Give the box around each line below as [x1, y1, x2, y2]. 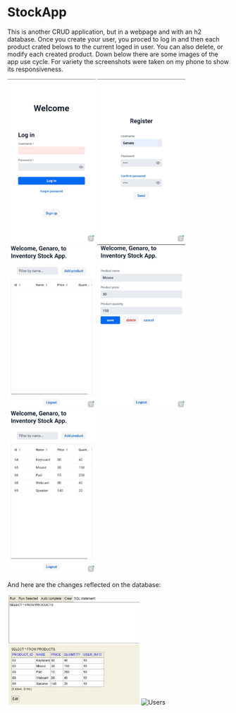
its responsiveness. [7, 65, 63, 73]
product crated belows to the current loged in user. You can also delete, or [7, 42, 223, 51]
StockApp [7, 4, 67, 20]
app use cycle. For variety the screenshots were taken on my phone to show [7, 57, 229, 65]
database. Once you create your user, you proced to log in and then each [7, 34, 220, 43]
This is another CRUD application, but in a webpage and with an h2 [7, 27, 202, 36]
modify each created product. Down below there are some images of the [7, 50, 218, 58]
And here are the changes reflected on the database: [7, 581, 161, 589]
